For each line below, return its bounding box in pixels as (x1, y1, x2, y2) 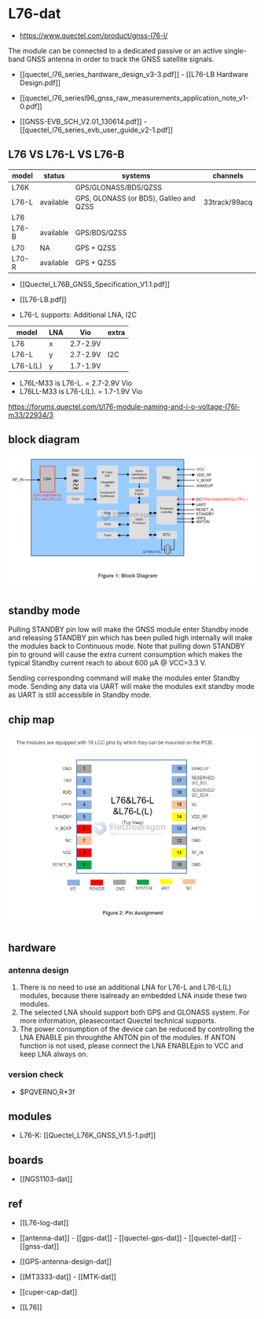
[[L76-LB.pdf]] (19, 295, 67, 304)
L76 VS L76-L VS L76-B (8, 148, 125, 161)
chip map (8, 713, 55, 726)
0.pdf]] (19, 101, 42, 111)
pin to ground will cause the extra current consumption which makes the (8, 650, 243, 659)
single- (223, 46, 247, 55)
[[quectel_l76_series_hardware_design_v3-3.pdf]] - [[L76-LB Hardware (19, 69, 249, 79)
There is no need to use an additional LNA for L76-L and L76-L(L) (19, 982, 232, 992)
